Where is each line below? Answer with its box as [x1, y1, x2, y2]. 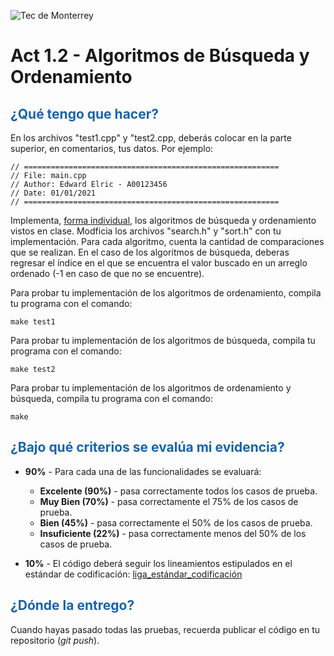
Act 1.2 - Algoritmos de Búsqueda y [10, 45, 310, 67]
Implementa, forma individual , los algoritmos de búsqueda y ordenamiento [10, 215, 317, 226]
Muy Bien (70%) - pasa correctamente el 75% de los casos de [39, 495, 299, 507]
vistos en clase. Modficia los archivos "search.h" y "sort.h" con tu [10, 225, 282, 237]
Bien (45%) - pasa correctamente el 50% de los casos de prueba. [39, 516, 313, 529]
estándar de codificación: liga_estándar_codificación [24, 568, 243, 580]
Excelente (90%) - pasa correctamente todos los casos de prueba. [39, 485, 318, 497]
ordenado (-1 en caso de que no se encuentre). [10, 268, 205, 279]
